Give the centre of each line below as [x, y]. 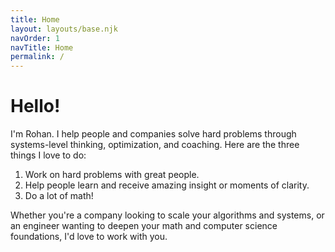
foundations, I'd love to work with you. [89, 237]
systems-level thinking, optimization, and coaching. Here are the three [155, 145]
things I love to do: [48, 155]
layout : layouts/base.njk [64, 29]
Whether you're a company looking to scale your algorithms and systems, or [167, 215]
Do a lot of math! [59, 196]
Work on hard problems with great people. [112, 175]
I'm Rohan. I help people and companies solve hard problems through [153, 134]
